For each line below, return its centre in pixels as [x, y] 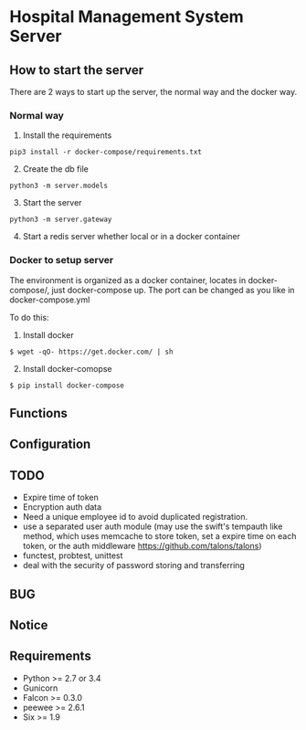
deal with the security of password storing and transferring [133, 566]
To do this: [29, 317]
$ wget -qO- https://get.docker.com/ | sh [91, 352]
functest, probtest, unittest [73, 555]
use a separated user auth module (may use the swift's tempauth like [153, 526]
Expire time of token [60, 497]
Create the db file [55, 169]
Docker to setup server [62, 260]
